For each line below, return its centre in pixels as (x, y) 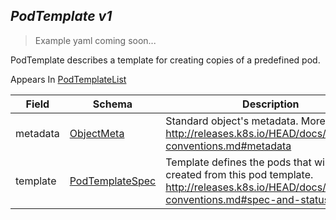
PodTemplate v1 (61, 16)
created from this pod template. (239, 174)
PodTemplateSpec (113, 181)
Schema (112, 104)
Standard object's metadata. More (245, 121)
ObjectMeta (97, 133)
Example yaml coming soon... (95, 40)
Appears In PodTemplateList (68, 79)
